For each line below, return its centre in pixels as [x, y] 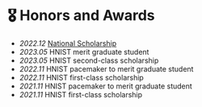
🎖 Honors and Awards [81, 16]
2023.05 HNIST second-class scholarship [89, 60]
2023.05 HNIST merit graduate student [84, 51]
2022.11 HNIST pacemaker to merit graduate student [106, 68]
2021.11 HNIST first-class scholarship [81, 94]
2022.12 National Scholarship [68, 43]
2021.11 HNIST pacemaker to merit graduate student [106, 86]
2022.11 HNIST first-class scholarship [82, 77]
